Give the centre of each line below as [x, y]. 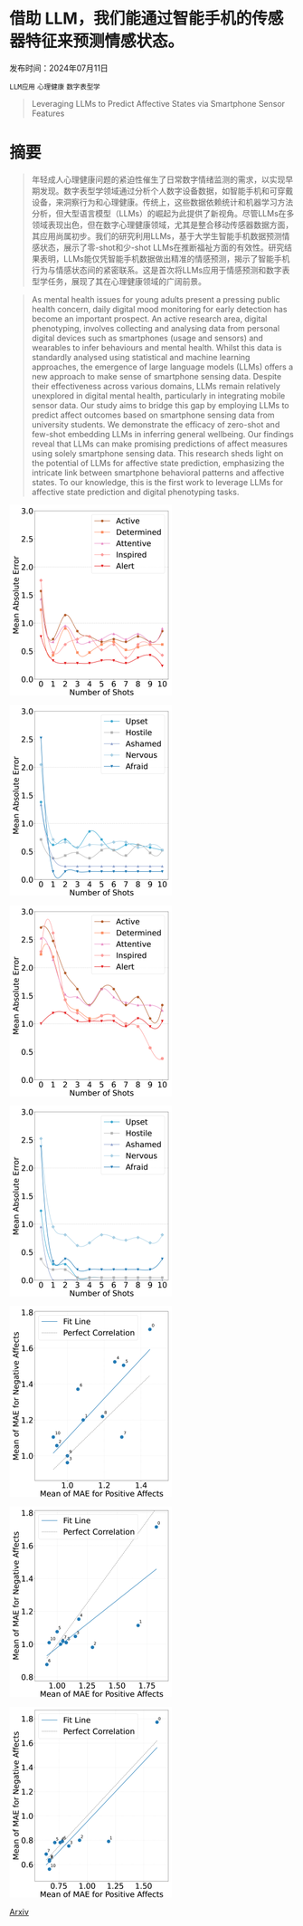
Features [48, 113]
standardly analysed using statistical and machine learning [141, 357]
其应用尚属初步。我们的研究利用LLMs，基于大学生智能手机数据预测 [156, 235]
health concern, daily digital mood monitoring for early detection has [159, 309]
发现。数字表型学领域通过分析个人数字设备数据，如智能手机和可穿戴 [166, 190]
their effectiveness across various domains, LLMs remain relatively [156, 386]
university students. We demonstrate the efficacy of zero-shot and [156, 424]
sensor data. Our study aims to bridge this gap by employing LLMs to [160, 405]
